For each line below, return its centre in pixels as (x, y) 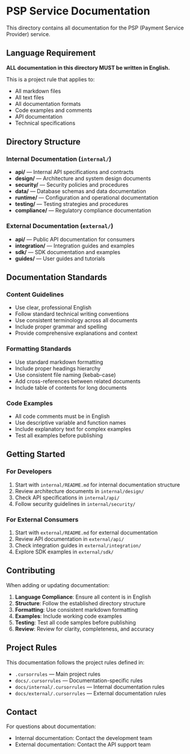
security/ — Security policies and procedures (72, 185)
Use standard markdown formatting (59, 362)
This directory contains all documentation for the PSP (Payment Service (95, 28)
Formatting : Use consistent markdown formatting (76, 609)
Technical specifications (45, 123)
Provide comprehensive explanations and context (76, 333)
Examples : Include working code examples (68, 616)
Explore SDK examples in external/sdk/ (64, 552)
